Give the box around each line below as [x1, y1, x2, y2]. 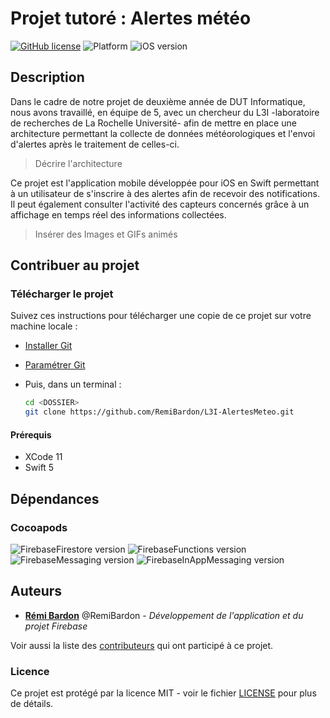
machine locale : [10, 320, 78, 332]
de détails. [10, 698, 54, 710]
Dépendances [10, 490, 100, 507]
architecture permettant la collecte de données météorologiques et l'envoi [10, 127, 316, 139]
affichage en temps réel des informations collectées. [10, 208, 227, 221]
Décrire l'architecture [34, 157, 123, 169]
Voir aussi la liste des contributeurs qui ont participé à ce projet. [10, 639, 274, 651]
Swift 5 [24, 462, 55, 474]
